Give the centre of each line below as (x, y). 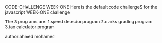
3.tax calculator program (30, 27)
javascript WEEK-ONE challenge (38, 12)
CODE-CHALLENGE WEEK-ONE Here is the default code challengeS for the (81, 7)
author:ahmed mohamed (30, 36)
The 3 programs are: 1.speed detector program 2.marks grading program (79, 22)
